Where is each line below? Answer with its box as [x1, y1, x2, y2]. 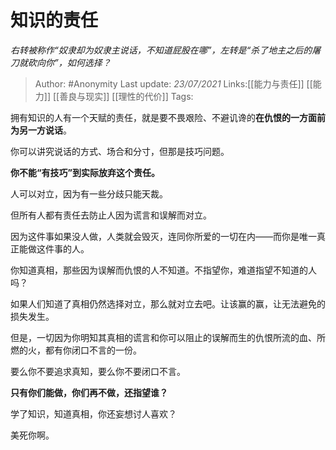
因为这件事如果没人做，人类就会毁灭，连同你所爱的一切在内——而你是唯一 [10, 230, 317, 242]
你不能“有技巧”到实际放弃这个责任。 [10, 166, 161, 178]
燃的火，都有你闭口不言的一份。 [10, 344, 142, 356]
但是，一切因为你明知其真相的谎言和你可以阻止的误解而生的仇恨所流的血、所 [10, 331, 326, 343]
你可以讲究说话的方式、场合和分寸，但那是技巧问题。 [10, 145, 230, 157]
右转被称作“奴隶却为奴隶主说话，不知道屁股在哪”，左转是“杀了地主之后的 [10, 44, 313, 56]
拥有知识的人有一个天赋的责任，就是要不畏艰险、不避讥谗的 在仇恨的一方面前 [10, 111, 326, 123]
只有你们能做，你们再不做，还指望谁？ [10, 386, 168, 398]
